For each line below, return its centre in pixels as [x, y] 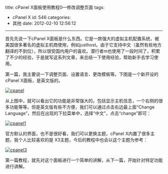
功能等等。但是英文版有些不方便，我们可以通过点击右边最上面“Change [82, 107]
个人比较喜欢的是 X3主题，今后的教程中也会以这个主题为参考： [83, 140]
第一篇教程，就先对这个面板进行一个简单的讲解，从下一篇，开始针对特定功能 [84, 160]
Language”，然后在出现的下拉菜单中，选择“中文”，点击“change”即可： [78, 113]
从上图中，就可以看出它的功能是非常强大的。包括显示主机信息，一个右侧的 [82, 101]
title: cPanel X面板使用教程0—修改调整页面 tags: [55, 7]
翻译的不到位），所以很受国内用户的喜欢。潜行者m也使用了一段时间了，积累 [83, 51]
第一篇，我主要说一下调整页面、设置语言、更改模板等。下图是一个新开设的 [82, 74]
